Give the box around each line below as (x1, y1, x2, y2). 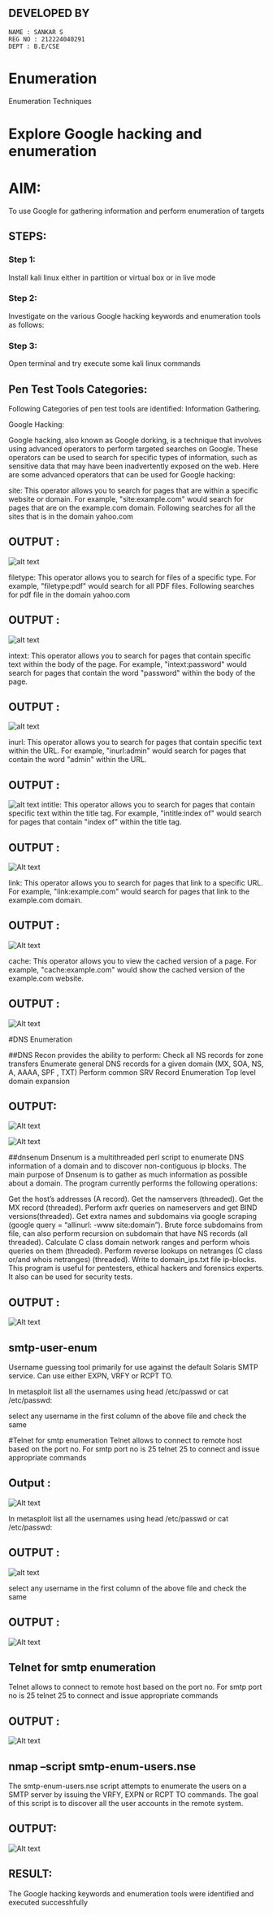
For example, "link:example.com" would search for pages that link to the (8, 886, 250, 897)
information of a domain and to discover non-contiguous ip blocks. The (8, 1161, 247, 1171)
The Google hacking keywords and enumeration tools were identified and (8, 1888, 254, 1898)
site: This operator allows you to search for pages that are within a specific (8, 485, 258, 495)
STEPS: (8, 229, 47, 243)
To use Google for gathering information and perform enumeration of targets (8, 206, 266, 215)
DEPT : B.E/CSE (8, 42, 60, 50)
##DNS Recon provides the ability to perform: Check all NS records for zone (8, 1050, 264, 1060)
